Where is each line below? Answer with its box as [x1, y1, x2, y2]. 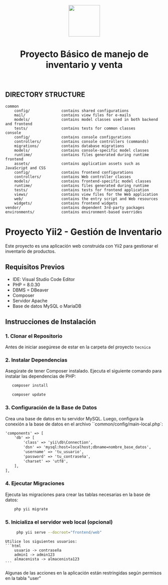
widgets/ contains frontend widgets [14, 200, 118, 206]
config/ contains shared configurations [14, 108, 129, 113]
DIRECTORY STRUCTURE [5, 91, 85, 99]
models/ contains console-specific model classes [14, 148, 149, 153]
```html [5, 543, 22, 548]
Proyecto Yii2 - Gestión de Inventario [5, 226, 162, 238]
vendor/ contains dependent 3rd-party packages [5, 205, 144, 210]
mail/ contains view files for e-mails [14, 112, 131, 118]
